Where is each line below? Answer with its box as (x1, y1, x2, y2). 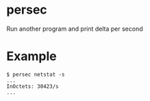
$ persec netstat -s (6, 71, 66, 78)
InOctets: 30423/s (6, 83, 59, 90)
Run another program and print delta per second (6, 25, 143, 33)
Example (6, 48, 57, 64)
